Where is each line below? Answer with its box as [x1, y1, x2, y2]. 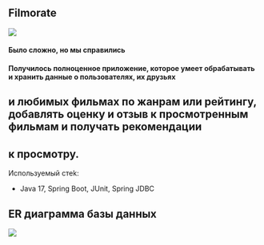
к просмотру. [8, 147, 80, 160]
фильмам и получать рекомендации [8, 120, 202, 134]
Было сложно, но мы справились [8, 45, 126, 55]
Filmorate [8, 6, 58, 20]
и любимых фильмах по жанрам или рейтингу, [8, 95, 258, 109]
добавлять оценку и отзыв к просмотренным [8, 108, 249, 121]
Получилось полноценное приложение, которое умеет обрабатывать [8, 64, 255, 73]
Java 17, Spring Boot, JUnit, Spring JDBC [19, 184, 154, 194]
